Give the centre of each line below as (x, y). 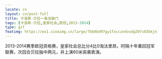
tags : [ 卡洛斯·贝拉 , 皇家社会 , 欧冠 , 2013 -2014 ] (48, 23)
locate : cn (16, 9)
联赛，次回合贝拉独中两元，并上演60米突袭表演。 (55, 52)
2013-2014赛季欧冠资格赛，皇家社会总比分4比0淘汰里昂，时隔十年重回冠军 (80, 46)
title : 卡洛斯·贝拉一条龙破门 (32, 18)
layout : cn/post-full (27, 14)
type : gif (15, 27)
